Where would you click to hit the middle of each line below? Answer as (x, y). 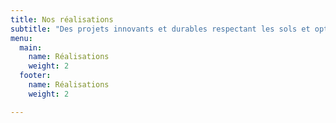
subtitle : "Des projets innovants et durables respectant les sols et (160, 29)
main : (31, 47)
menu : (21, 38)
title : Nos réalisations (62, 19)
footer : (35, 76)
